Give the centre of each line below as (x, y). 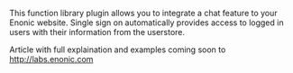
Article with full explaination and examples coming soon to (118, 50)
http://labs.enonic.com (51, 59)
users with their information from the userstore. (97, 32)
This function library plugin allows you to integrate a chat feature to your (143, 13)
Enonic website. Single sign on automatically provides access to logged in (146, 23)
